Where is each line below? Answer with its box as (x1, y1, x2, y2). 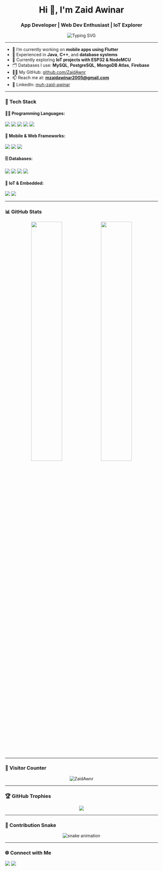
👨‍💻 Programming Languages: (5, 111, 65, 116)
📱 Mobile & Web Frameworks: (5, 133, 65, 139)
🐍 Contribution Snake (5, 822, 57, 829)
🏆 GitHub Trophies (5, 792, 51, 799)
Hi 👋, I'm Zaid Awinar (38, 4, 125, 16)
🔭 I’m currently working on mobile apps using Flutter (12, 47, 119, 52)
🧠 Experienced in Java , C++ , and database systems (12, 52, 118, 58)
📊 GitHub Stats (5, 209, 42, 215)
